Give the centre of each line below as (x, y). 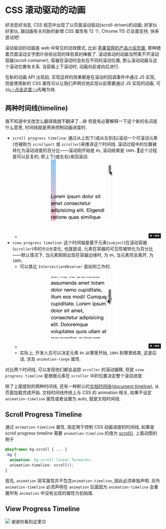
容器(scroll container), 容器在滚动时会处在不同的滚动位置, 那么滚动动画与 (79, 60)
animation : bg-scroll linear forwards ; (51, 460)
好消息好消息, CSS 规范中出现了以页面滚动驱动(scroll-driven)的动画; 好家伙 (81, 25)
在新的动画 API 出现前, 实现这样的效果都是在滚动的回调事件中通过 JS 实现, (81, 77)
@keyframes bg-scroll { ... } (36, 450)
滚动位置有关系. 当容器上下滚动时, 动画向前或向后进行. (64, 66)
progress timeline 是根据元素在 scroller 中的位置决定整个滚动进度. (74, 376)
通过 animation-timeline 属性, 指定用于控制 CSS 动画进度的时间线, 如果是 (80, 427)
